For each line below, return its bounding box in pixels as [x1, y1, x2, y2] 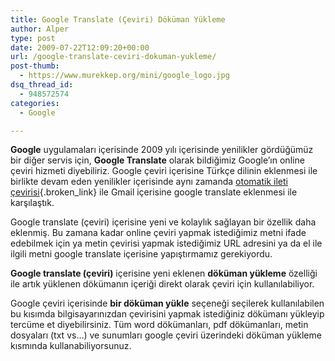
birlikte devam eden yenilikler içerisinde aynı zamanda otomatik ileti [10, 176, 288, 188]
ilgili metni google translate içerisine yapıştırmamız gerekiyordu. [10, 248, 273, 260]
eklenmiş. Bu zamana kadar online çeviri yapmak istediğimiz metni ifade [10, 227, 307, 239]
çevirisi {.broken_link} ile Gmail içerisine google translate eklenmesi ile [10, 186, 298, 198]
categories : [10, 98, 60, 108]
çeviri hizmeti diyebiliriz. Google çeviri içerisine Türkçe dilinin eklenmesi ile [10, 165, 318, 177]
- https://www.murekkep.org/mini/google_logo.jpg [19, 71, 230, 81]
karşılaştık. [10, 197, 55, 209]
